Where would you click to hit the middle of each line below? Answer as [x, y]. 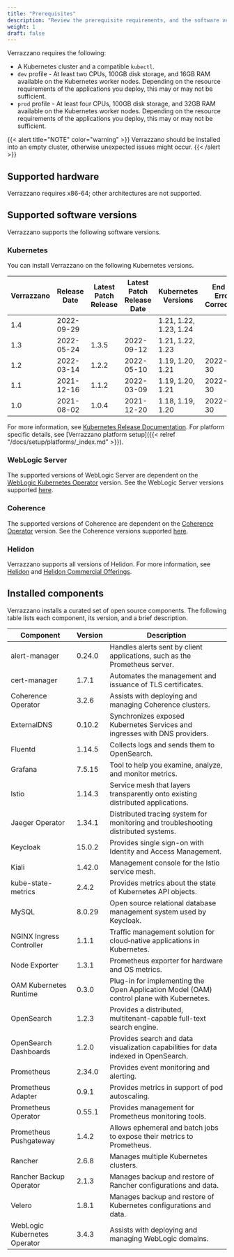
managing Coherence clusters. [160, 705]
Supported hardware [53, 177]
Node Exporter [35, 965]
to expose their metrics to [151, 1136]
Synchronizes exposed [147, 716]
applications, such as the [150, 656]
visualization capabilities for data [163, 1047]
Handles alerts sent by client [156, 647]
